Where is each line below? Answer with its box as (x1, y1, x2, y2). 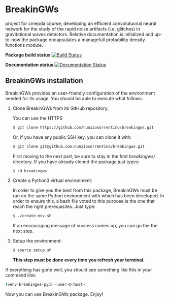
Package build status (5, 52, 51, 58)
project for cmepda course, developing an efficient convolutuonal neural (5, 20, 156, 26)
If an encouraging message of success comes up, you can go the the (12, 223, 158, 229)
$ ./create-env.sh (12, 214, 52, 219)
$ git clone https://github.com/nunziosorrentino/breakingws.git (12, 125, 154, 130)
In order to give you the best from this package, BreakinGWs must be (12, 187, 157, 194)
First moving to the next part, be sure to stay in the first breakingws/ (12, 153, 156, 159)
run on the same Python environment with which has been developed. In (12, 193, 164, 199)
